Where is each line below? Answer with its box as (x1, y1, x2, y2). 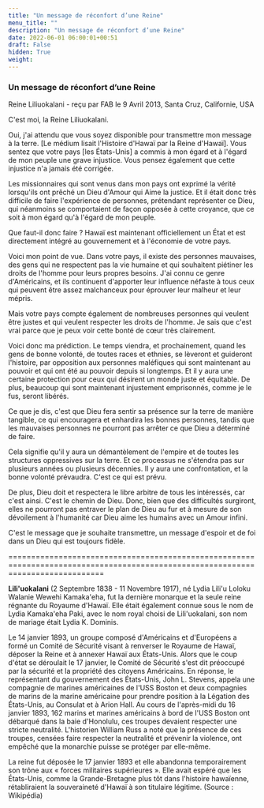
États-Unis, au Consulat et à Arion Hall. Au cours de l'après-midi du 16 (8, 700, 236, 709)
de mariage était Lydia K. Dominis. (8, 618, 119, 627)
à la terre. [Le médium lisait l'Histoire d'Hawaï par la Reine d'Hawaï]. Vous (8, 139, 247, 148)
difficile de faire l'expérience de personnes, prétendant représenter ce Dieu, (8, 196, 255, 205)
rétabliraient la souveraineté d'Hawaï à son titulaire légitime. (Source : (8, 783, 234, 792)
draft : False (8, 41, 51, 49)
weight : (8, 56, 34, 64)
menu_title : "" (8, 19, 58, 27)
